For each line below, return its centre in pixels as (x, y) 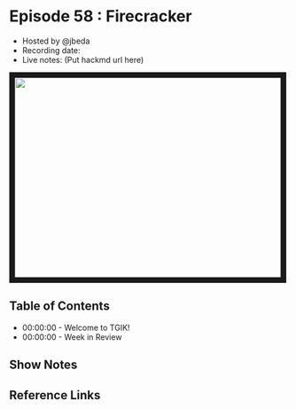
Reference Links (55, 395)
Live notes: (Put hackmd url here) (83, 59)
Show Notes (43, 365)
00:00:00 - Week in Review (72, 337)
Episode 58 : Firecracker (101, 16)
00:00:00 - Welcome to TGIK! (76, 327)
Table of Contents (60, 307)
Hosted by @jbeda (56, 41)
